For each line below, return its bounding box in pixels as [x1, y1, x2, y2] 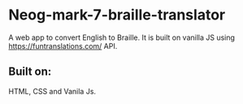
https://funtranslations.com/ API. [8, 41, 118, 50]
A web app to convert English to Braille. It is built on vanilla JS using [8, 32, 236, 42]
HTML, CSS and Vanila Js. [8, 86, 96, 96]
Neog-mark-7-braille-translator [8, 6, 226, 24]
